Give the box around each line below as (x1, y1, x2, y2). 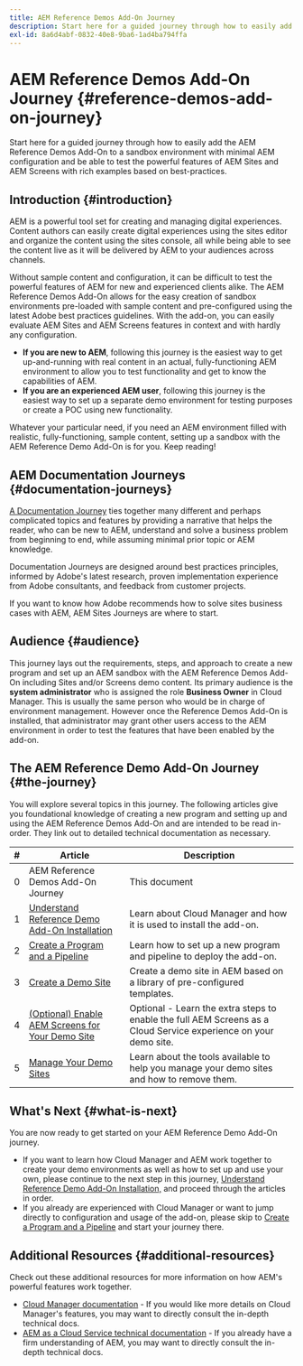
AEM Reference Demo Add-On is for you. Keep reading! (9, 441, 216, 452)
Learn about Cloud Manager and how (129, 906, 288, 919)
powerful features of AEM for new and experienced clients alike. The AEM (9, 282, 284, 293)
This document (129, 875, 194, 887)
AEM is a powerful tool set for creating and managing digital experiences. (9, 216, 282, 227)
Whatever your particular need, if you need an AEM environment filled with (9, 422, 287, 433)
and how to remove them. (129, 1073, 237, 1085)
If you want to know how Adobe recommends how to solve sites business (9, 598, 283, 609)
